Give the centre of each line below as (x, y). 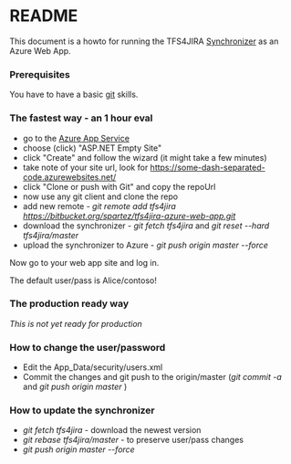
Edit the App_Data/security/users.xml (93, 367)
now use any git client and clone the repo (100, 196)
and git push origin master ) (75, 387)
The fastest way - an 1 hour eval (81, 118)
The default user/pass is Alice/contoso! (83, 280)
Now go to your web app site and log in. (84, 262)
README (44, 16)
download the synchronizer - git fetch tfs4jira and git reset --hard (146, 226)
